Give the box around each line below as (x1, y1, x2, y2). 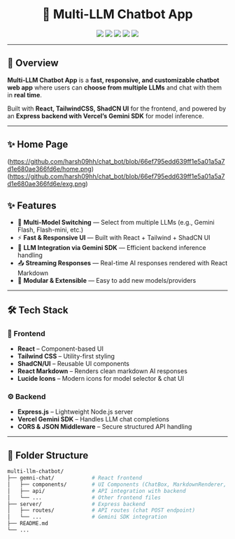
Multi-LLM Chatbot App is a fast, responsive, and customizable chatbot (7, 76, 220, 84)
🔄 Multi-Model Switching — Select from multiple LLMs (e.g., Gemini (17, 218, 215, 227)
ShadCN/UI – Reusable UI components (17, 360, 129, 368)
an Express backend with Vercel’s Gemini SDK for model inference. (7, 111, 204, 120)
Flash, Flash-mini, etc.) (17, 225, 84, 234)
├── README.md (7, 520, 49, 527)
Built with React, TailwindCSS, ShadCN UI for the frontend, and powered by (7, 104, 227, 113)
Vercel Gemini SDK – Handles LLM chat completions (17, 415, 170, 423)
